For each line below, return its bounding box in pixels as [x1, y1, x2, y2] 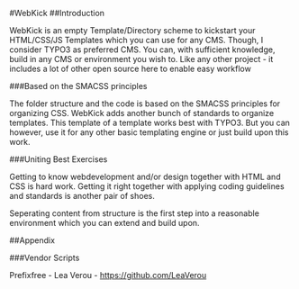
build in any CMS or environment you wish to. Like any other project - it [9, 54, 274, 64]
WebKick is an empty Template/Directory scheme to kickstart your [9, 25, 256, 35]
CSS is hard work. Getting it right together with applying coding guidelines [9, 181, 285, 192]
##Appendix [9, 235, 56, 246]
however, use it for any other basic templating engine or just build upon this [9, 127, 289, 138]
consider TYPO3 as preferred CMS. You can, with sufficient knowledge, [9, 44, 276, 55]
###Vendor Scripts [9, 252, 80, 263]
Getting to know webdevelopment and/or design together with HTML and [9, 171, 281, 182]
